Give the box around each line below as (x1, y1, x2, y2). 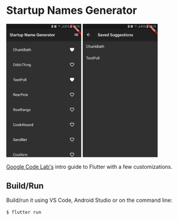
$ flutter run (6, 210, 42, 216)
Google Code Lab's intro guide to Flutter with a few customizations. (6, 163, 173, 171)
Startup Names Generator (6, 4, 137, 17)
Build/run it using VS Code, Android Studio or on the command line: (6, 196, 173, 204)
